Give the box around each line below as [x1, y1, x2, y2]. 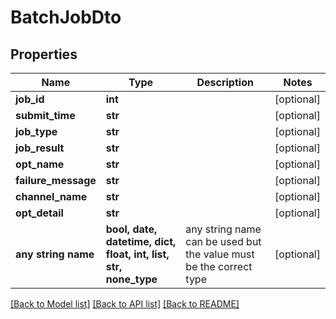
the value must [185, 247, 255, 261]
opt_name [15, 157, 65, 171]
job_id [15, 92, 45, 106]
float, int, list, [105, 247, 170, 261]
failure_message [15, 174, 97, 187]
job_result [15, 141, 65, 155]
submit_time [15, 109, 76, 122]
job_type [15, 125, 58, 138]
